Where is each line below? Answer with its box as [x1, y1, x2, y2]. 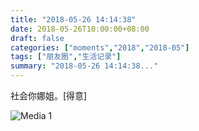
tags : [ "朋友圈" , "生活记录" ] [10, 52, 122, 62]
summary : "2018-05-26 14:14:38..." [10, 61, 159, 71]
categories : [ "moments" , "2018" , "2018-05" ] [10, 42, 190, 53]
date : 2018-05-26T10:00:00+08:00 [10, 24, 150, 34]
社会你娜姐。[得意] [10, 90, 88, 101]
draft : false [10, 33, 65, 43]
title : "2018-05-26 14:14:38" [10, 14, 137, 25]
